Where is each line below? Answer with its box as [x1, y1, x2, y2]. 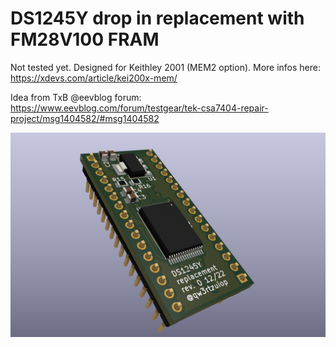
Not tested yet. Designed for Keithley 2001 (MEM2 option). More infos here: [10, 61, 321, 73]
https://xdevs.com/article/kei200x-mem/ [10, 72, 178, 84]
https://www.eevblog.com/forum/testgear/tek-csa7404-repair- [10, 102, 269, 114]
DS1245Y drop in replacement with [10, 7, 305, 30]
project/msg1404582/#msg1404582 [10, 112, 160, 124]
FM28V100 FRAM [10, 28, 160, 51]
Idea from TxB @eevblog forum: [10, 91, 142, 103]
